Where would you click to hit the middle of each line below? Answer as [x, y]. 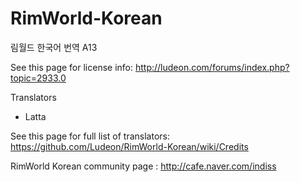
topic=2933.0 [38, 78]
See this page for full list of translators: [90, 136]
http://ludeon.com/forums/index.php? [212, 67]
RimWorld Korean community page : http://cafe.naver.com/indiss [143, 166]
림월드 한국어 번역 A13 [54, 47]
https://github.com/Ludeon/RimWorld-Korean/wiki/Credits [129, 146]
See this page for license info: [72, 67]
